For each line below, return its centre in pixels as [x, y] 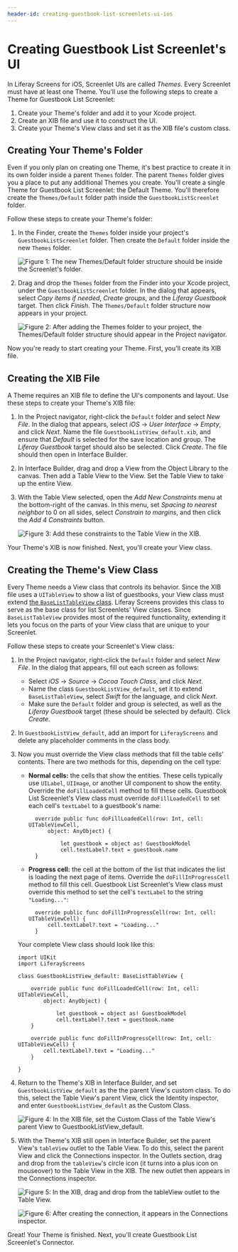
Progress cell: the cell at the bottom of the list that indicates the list [127, 869]
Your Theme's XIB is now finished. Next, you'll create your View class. [110, 548]
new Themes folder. [44, 248]
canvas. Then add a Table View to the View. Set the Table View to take [120, 476]
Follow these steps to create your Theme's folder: [80, 219]
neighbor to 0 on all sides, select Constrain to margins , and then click [119, 512]
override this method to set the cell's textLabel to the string [116, 892]
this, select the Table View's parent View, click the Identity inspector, [118, 1098]
